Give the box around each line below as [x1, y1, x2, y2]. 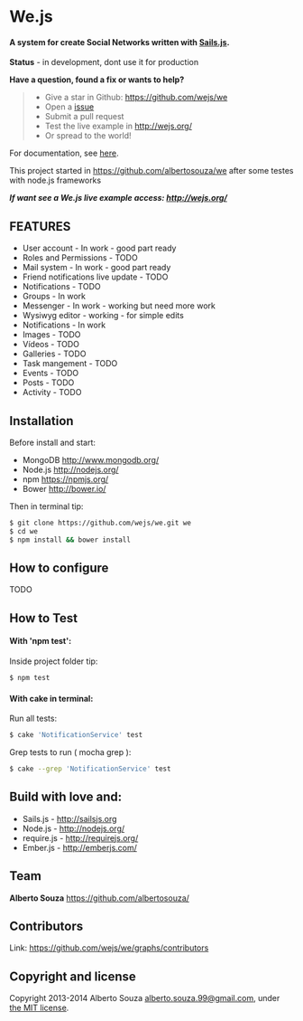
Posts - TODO [22, 377, 75, 388]
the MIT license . [9, 1002, 69, 1014]
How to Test [9, 610, 78, 626]
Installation [9, 413, 74, 429]
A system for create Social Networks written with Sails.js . [9, 36, 230, 47]
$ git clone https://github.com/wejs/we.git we [9, 518, 192, 528]
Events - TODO [22, 368, 79, 379]
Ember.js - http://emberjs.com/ [22, 842, 138, 853]
